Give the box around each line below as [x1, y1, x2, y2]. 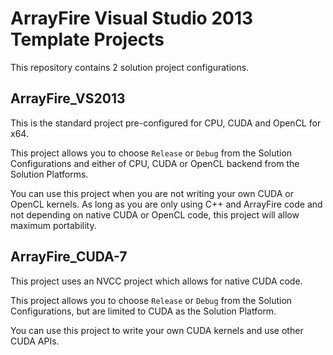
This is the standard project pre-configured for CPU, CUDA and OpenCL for [10, 117, 322, 129]
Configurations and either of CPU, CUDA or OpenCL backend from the [10, 157, 300, 169]
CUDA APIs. [10, 335, 60, 347]
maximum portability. [10, 219, 97, 231]
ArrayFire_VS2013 [10, 90, 126, 107]
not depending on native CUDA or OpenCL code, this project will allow [10, 208, 300, 221]
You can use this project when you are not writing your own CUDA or [10, 187, 294, 199]
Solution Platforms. [10, 168, 89, 180]
